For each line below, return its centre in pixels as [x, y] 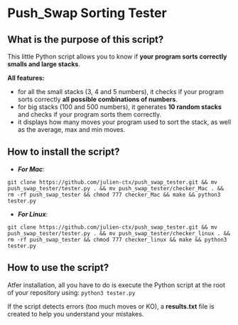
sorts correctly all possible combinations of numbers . [97, 99]
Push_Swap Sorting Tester [87, 13]
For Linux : [33, 214]
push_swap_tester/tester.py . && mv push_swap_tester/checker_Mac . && [115, 188]
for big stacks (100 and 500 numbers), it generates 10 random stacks [119, 107]
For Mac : [31, 169]
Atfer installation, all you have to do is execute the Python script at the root [116, 285]
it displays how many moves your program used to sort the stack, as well [124, 122]
